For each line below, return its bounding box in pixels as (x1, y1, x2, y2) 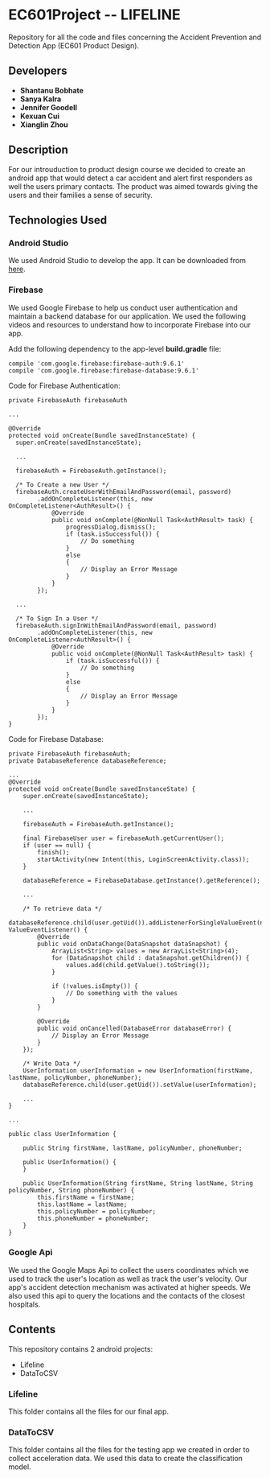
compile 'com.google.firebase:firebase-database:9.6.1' (8, 366, 199, 375)
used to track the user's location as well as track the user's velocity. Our (8, 1274, 247, 1283)
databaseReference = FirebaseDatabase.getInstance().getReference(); (22, 876, 261, 884)
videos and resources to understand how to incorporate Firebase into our (8, 319, 252, 329)
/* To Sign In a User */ (15, 614, 99, 623)
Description (8, 143, 68, 157)
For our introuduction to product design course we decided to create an (8, 164, 246, 174)
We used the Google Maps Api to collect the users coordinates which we (8, 1265, 249, 1274)
